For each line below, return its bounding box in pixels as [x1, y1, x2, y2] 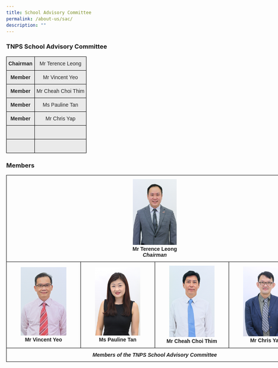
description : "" [6, 22, 46, 28]
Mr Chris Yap [45, 115, 76, 122]
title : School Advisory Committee [6, 10, 92, 15]
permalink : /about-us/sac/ [6, 15, 73, 22]
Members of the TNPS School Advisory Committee [92, 351, 217, 358]
